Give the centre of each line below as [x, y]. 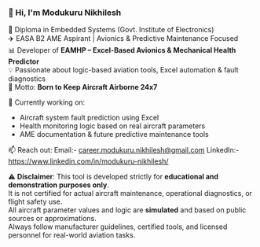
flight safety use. [35, 202]
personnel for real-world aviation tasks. [72, 235]
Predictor [24, 61]
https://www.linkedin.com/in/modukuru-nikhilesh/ [88, 161]
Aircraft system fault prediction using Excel [89, 118]
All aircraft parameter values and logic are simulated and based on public [127, 210]
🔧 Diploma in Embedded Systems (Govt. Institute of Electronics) [111, 30]
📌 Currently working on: [47, 102]
